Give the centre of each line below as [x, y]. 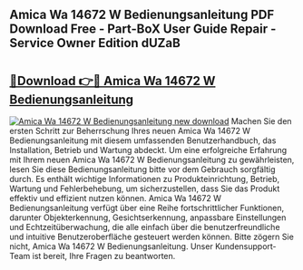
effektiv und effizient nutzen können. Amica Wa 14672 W [116, 198]
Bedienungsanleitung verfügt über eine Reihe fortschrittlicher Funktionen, [147, 208]
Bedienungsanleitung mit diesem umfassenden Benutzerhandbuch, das [143, 140]
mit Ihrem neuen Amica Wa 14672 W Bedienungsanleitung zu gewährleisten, [152, 159]
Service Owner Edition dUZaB [95, 43]
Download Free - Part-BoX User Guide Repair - [143, 29]
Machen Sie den [261, 121]
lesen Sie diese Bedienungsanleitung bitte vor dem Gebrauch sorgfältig [142, 169]
